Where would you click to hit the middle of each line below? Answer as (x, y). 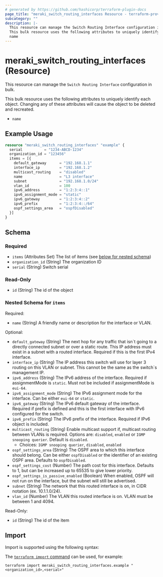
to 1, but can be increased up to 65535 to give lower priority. (72, 470)
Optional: (14, 332)
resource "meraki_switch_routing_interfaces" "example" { (65, 145)
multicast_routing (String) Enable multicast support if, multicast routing (84, 429)
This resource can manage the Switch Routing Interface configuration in (78, 84)
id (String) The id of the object (43, 290)
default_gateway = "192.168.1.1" (53, 163)
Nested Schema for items (35, 303)
